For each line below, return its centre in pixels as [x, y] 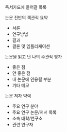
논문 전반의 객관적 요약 [26, 18]
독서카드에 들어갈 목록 [26, 7]
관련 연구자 [23, 124]
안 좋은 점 [21, 73]
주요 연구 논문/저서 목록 [34, 112]
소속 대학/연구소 [27, 118]
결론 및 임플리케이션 [31, 46]
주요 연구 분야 [25, 106]
